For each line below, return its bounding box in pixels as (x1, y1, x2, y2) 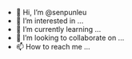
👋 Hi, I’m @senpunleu (15, 8, 87, 17)
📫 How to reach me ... (15, 42, 90, 51)
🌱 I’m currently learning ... (15, 25, 102, 33)
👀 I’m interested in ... (15, 16, 84, 26)
